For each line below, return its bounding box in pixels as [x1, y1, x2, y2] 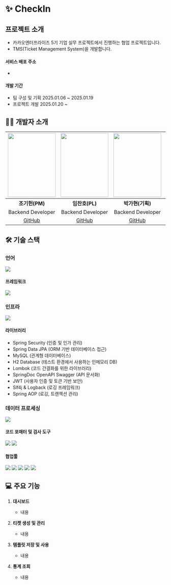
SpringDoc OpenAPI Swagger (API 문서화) [12, 371, 100, 378]
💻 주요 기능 [5, 481, 40, 490]
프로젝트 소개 [5, 25, 44, 34]
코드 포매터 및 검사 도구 [5, 428, 51, 434]
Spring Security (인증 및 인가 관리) [12, 339, 83, 346]
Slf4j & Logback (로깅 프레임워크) [12, 384, 80, 391]
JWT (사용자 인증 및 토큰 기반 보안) [12, 378, 83, 384]
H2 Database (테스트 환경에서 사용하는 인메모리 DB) [12, 358, 118, 365]
